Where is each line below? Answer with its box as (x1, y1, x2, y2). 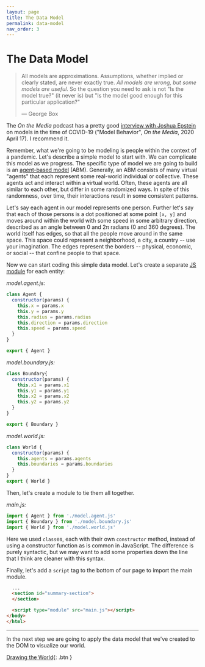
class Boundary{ (6, 370, 48, 377)
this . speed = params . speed (17, 325, 86, 331)
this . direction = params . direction (17, 320, 108, 326)
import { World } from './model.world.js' (6, 524, 116, 530)
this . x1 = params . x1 (17, 382, 70, 388)
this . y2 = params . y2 (17, 399, 70, 405)
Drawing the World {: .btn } (6, 654, 73, 661)
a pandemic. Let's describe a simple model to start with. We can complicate (6, 153, 197, 160)
